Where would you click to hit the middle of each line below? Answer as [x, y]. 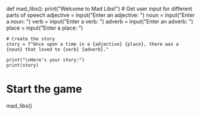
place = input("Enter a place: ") [45, 28]
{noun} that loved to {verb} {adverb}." [58, 49]
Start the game [44, 89]
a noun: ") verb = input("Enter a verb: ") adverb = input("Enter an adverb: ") [100, 21]
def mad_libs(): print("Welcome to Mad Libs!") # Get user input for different [99, 9]
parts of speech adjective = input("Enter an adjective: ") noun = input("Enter [100, 15]
